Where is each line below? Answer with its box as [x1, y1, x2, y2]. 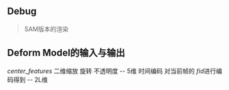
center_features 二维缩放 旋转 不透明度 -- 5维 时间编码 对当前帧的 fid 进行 [7, 66, 217, 75]
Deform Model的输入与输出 [7, 47, 126, 59]
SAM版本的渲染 [24, 24, 69, 33]
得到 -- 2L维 [12, 75, 49, 84]
